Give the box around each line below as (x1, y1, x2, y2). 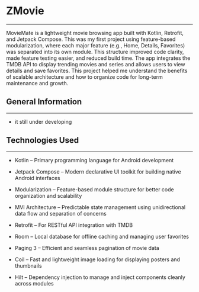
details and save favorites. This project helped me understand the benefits (6, 67, 188, 74)
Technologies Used (6, 135, 79, 146)
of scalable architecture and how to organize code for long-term (6, 73, 163, 81)
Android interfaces (14, 174, 60, 181)
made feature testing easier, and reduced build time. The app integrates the (6, 54, 191, 62)
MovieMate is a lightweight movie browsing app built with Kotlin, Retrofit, (6, 29, 184, 36)
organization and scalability (14, 192, 82, 199)
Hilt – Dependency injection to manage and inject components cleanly (14, 274, 185, 281)
